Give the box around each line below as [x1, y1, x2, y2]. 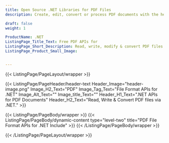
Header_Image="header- [92, 80, 144, 86]
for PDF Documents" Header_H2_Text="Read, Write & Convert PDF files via [5, 96, 161, 102]
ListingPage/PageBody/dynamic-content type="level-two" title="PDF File [5, 117, 157, 123]
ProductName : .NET [5, 34, 44, 40]
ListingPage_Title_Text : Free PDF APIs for [5, 39, 98, 44]
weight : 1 [5, 25, 26, 30]
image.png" [5, 86, 30, 92]
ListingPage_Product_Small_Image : [5, 48, 78, 53]
